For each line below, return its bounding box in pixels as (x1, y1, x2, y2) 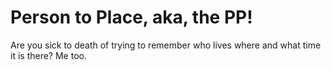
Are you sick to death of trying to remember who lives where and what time (10, 39, 322, 51)
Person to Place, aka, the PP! (10, 6, 253, 29)
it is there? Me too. (10, 49, 87, 61)
